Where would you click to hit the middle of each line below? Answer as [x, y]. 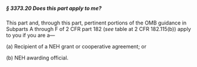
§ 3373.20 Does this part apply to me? [54, 8]
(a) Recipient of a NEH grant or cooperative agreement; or [76, 46]
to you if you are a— [31, 35]
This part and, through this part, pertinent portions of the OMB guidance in [96, 23]
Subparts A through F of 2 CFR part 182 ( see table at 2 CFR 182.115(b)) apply [98, 29]
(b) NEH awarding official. [37, 58]
